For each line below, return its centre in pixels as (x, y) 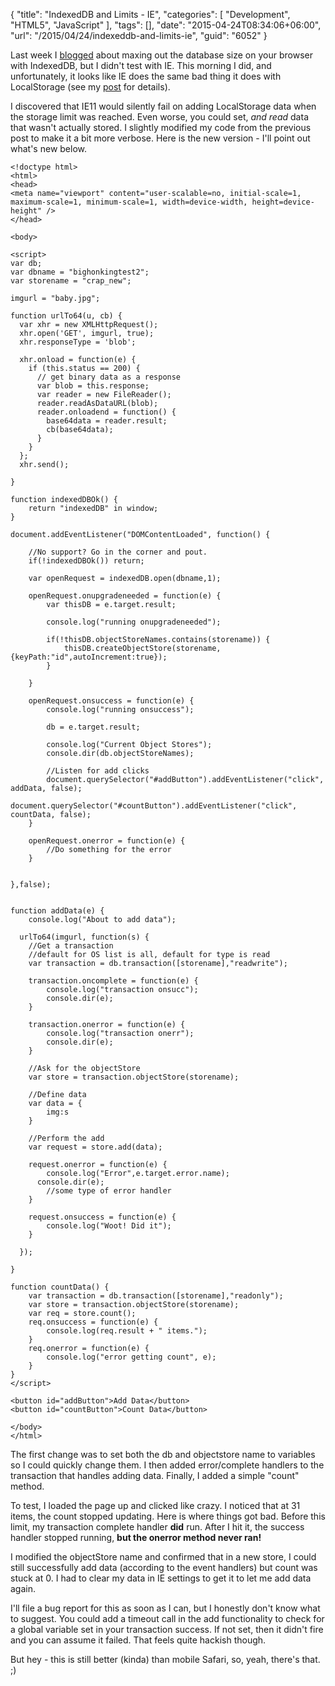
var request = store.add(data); (95, 1147)
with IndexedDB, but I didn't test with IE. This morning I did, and (141, 65)
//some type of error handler (109, 1191)
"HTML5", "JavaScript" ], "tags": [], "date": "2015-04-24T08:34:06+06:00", (166, 25)
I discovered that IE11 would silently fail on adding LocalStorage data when (163, 106)
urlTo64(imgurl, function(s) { (84, 937)
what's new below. (49, 148)
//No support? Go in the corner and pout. (118, 552)
